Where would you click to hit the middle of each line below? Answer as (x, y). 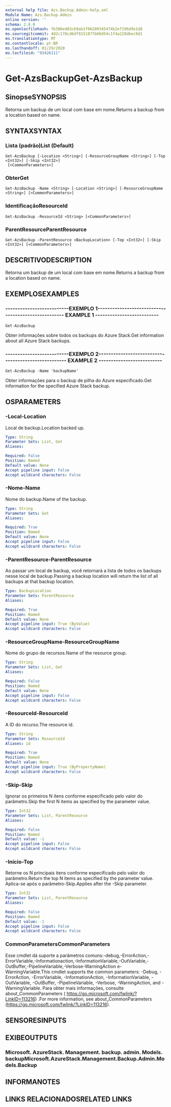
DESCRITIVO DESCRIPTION (48, 260)
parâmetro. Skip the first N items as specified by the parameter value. (78, 802)
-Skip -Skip (19, 785)
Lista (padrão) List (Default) (40, 145)
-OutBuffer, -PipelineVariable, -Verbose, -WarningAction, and (96, 983)
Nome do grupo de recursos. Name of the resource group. (66, 653)
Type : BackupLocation (28, 591)
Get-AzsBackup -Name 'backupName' (42, 371)
